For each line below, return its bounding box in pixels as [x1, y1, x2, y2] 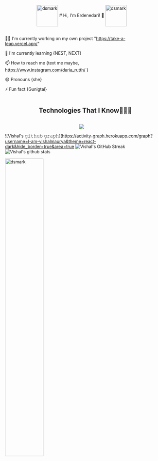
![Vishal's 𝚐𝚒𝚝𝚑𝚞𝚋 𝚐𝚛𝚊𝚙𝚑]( [5, 133, 62, 139]
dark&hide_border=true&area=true [5, 144, 74, 149]
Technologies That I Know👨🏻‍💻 [38, 106, 132, 115]
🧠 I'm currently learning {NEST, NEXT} [5, 50, 82, 56]
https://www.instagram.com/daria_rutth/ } [5, 67, 89, 73]
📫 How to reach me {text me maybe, [5, 60, 79, 65]
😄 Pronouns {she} [5, 77, 42, 82]
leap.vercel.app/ [5, 41, 38, 46]
